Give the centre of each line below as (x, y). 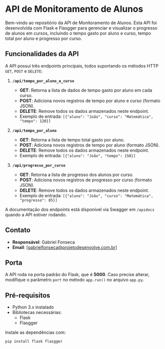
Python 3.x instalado (33, 307)
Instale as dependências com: (35, 332)
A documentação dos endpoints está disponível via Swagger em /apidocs (80, 209)
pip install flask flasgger (34, 342)
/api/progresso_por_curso (39, 165)
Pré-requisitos (28, 295)
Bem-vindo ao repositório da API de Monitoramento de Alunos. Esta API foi (81, 23)
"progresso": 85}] (38, 200)
